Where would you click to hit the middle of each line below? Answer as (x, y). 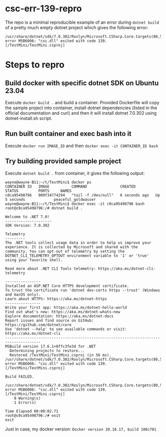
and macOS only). (23, 294)
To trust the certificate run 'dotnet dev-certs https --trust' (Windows (83, 290)
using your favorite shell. (34, 260)
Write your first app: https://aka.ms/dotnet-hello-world (66, 307)
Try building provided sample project (63, 161)
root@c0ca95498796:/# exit (33, 415)
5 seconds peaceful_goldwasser (51, 199)
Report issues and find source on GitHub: (49, 320)
